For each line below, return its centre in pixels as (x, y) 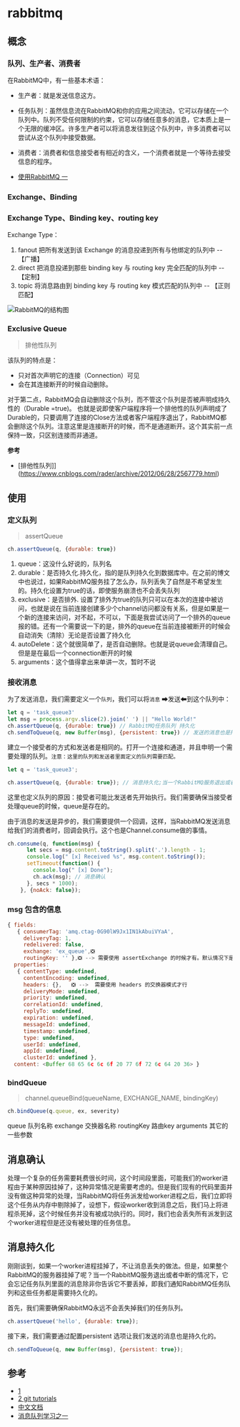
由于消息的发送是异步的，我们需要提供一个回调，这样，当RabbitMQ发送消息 (119, 821)
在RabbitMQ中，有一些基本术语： (56, 80)
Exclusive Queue (37, 329)
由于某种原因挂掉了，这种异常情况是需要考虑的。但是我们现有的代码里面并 (123, 1187)
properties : (32, 965)
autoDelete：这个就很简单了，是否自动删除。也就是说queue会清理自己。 (124, 644)
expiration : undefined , (59, 1018)
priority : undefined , (55, 998)
